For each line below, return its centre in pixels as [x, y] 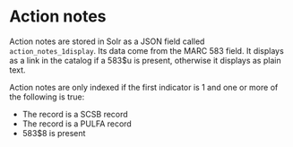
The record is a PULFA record [77, 124]
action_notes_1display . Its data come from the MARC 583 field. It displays [146, 50]
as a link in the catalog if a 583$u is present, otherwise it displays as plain [145, 60]
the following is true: [47, 97]
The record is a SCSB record [75, 114]
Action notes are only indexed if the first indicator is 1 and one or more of [144, 87]
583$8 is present [54, 133]
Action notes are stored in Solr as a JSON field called [107, 41]
